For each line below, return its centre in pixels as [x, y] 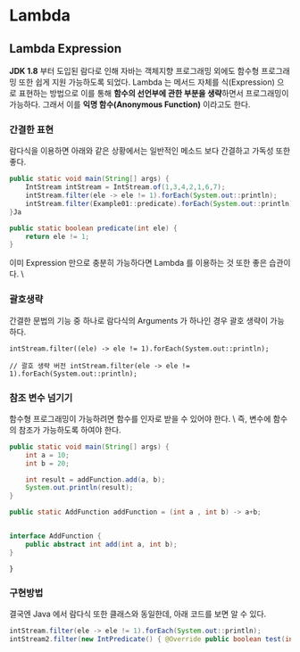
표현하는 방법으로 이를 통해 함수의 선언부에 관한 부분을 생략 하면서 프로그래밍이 [154, 93]
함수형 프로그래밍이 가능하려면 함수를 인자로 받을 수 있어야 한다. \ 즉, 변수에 [140, 418]
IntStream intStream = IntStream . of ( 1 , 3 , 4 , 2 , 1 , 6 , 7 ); [125, 187]
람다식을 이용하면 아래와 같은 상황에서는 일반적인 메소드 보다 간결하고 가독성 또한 [150, 151]
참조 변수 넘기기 [41, 398]
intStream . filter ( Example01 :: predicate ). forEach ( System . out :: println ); [161, 203]
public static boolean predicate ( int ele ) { [93, 228]
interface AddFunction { [55, 536]
